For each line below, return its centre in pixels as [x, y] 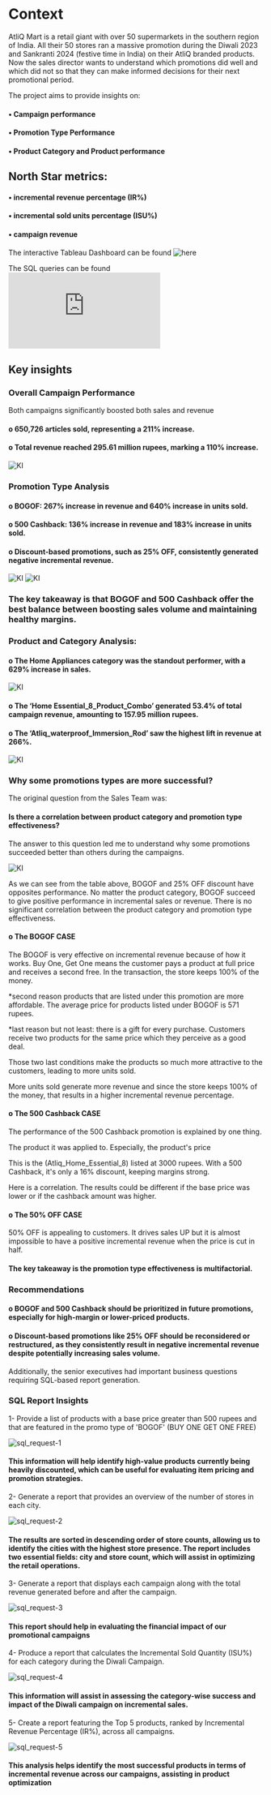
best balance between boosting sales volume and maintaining [133, 609]
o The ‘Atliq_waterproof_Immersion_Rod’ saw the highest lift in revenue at [135, 733]
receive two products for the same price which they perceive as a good [127, 1037]
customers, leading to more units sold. [72, 1071]
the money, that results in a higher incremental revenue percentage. [121, 1095]
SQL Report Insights [49, 1401]
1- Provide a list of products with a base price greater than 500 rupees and [133, 1418]
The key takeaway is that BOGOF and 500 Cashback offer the [131, 599]
